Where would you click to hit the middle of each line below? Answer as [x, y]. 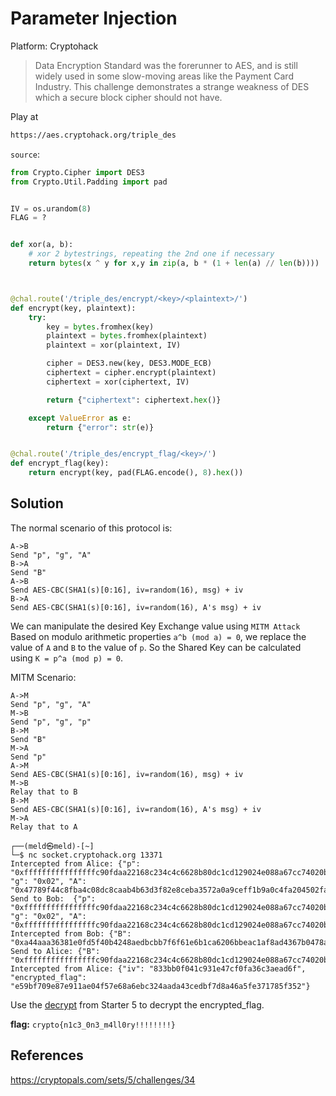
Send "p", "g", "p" [51, 722]
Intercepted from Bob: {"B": [71, 933]
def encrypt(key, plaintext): [73, 308]
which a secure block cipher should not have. [128, 97]
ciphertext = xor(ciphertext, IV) [118, 382]
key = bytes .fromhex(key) [100, 327]
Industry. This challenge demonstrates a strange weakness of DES [172, 86]
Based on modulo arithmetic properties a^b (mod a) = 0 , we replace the [158, 636]
